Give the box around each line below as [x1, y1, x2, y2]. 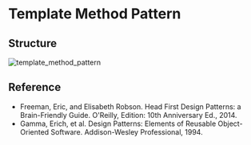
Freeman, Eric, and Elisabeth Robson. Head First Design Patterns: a [19, 101, 241, 112]
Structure [8, 37, 58, 50]
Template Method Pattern [8, 5, 181, 23]
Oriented [19, 127, 50, 136]
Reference [8, 80, 62, 94]
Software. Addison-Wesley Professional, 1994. [50, 127, 203, 136]
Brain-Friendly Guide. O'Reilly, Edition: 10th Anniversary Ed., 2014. [19, 110, 237, 120]
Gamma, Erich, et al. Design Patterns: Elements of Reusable [19, 119, 217, 128]
